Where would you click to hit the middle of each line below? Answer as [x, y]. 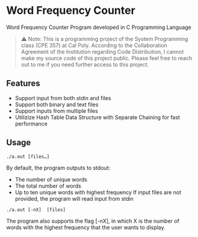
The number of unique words [51, 179]
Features [23, 84]
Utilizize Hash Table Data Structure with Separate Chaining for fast [97, 117]
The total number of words [48, 186]
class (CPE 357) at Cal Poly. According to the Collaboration [94, 45]
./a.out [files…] [28, 156]
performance [31, 124]
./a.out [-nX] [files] [36, 210]
